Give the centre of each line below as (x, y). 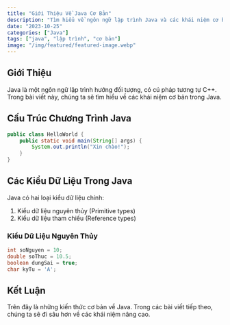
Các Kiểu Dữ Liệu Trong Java (70, 181)
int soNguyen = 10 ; (35, 250)
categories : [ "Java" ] (38, 33)
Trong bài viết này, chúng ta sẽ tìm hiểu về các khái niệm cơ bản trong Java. (114, 97)
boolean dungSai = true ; (42, 263)
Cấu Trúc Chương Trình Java (69, 118)
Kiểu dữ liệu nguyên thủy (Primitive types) (76, 210)
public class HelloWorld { (46, 134)
